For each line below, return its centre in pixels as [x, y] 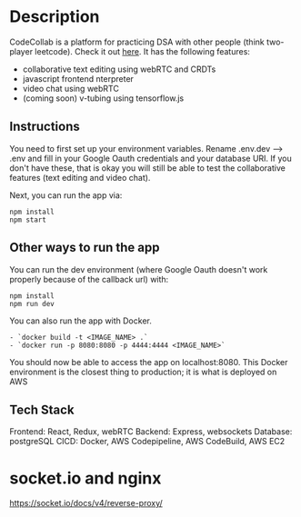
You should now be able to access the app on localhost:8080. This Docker [149, 362]
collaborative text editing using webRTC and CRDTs [119, 69]
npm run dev [32, 303]
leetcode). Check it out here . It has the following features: [142, 51]
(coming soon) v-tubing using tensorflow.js [103, 98]
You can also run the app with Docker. [80, 321]
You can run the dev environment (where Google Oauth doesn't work [139, 269]
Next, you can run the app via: [66, 195]
